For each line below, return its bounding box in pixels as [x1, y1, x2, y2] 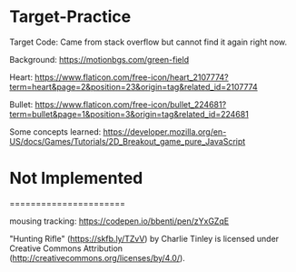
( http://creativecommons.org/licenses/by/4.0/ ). [9, 252, 186, 263]
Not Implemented [9, 168, 143, 188]
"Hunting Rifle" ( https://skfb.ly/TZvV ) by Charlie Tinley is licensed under [9, 233, 280, 244]
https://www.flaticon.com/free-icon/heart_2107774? [35, 71, 229, 83]
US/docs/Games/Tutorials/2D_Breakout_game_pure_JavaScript [9, 136, 246, 146]
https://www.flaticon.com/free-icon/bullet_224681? [35, 98, 227, 110]
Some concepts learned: [9, 126, 102, 137]
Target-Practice [9, 6, 132, 27]
